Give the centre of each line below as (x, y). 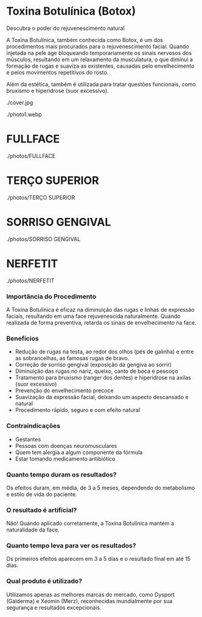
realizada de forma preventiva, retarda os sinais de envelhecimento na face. (101, 322)
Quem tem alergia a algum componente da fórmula (79, 452)
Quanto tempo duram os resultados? (61, 474)
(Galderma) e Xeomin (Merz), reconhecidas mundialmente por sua (89, 601)
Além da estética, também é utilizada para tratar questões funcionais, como (101, 84)
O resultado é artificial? (42, 510)
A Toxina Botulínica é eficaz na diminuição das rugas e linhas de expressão (100, 309)
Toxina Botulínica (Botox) (71, 11)
